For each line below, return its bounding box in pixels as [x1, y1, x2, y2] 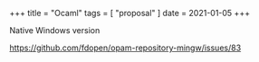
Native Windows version [9, 25, 101, 35]
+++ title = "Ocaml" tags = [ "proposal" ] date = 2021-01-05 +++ [9, 8, 251, 18]
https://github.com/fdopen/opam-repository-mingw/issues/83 [9, 42, 242, 53]
